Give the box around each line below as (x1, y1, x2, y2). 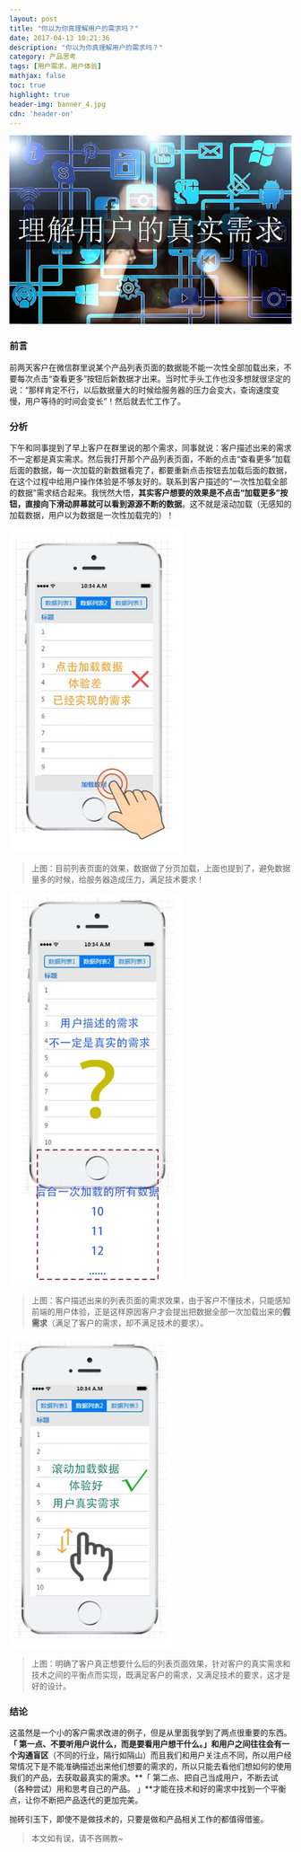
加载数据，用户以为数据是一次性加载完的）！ (9, 509, 175, 520)
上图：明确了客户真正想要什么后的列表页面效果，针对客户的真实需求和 (30, 1658, 291, 1669)
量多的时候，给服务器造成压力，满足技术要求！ (30, 874, 204, 885)
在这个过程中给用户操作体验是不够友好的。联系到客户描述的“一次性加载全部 (9, 476, 288, 487)
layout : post (9, 14, 58, 23)
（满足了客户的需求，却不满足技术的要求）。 (47, 1317, 209, 1328)
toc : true (9, 81, 47, 90)
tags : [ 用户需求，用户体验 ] (9, 62, 102, 71)
